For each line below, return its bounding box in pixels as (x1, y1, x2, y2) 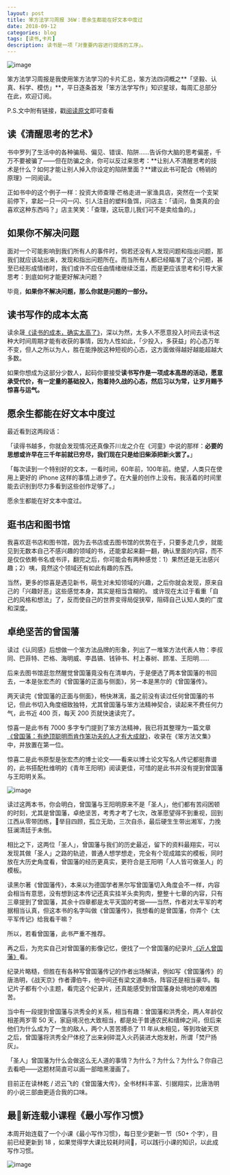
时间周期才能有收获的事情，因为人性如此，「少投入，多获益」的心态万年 (18, 337, 220, 345)
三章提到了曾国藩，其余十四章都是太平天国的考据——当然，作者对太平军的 (7, 898, 217, 906)
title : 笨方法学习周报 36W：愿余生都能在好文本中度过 (7, 16, 143, 23)
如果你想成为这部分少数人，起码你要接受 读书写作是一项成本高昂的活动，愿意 (7, 369, 223, 377)
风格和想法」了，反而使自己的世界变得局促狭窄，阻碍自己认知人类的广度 (18, 595, 223, 604)
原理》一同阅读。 (7, 173, 55, 182)
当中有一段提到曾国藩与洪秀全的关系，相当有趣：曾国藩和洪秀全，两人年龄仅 (7, 1007, 223, 1015)
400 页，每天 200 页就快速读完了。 (38, 708, 139, 717)
